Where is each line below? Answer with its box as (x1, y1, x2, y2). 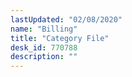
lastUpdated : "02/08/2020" (10, 14, 123, 25)
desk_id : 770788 (10, 42, 78, 53)
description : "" (10, 52, 78, 62)
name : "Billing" (10, 24, 78, 34)
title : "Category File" (10, 33, 110, 43)
